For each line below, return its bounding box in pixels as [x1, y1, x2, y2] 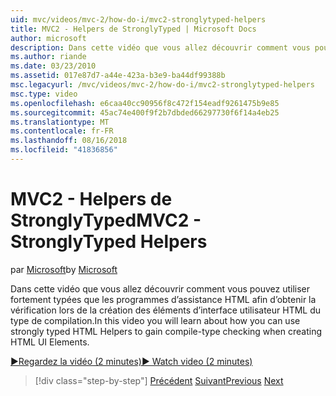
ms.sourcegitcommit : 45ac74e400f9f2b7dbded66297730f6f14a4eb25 [10, 107, 280, 118]
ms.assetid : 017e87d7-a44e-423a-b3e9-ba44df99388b [10, 71, 226, 81]
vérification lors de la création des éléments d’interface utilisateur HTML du [10, 304, 322, 316]
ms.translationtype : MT [10, 117, 110, 127]
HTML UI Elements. [10, 336, 90, 348]
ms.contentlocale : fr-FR [10, 126, 114, 136]
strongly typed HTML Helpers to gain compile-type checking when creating [10, 325, 322, 337]
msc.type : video [10, 89, 78, 99]
